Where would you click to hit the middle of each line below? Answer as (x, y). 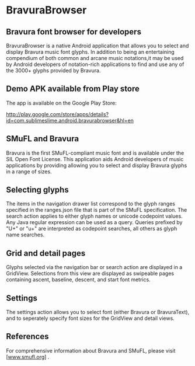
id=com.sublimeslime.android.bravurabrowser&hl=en (70, 120)
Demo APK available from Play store (73, 89)
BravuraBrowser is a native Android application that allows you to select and (97, 46)
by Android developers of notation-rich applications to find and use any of (95, 64)
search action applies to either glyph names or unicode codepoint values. (94, 216)
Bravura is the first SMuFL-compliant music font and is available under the (95, 153)
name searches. (25, 235)
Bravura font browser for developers (74, 32)
